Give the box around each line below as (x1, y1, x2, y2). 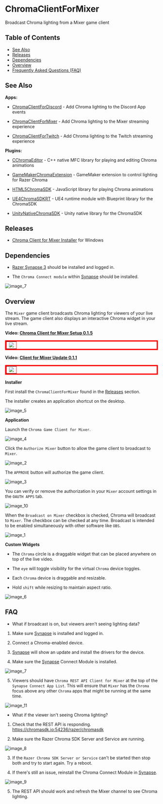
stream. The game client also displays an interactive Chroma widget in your (5, 316, 156, 321)
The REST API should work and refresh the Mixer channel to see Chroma (12, 788, 158, 794)
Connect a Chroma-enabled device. (12, 639, 84, 646)
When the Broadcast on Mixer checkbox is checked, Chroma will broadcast (5, 512, 156, 518)
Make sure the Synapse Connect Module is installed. (12, 658, 117, 664)
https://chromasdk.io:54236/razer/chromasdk (12, 727, 104, 732)
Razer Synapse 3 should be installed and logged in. (12, 264, 115, 270)
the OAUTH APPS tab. (5, 493, 44, 499)
